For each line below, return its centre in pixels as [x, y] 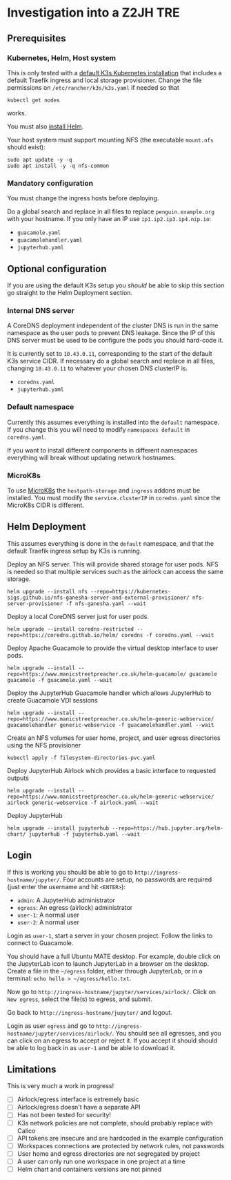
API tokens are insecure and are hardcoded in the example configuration [120, 1138]
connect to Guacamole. [40, 943]
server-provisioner [35, 603]
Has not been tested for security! [64, 1115]
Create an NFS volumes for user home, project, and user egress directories [114, 738]
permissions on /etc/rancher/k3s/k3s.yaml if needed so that [93, 87]
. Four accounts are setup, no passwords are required [136, 879]
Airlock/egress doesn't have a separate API [79, 1107]
